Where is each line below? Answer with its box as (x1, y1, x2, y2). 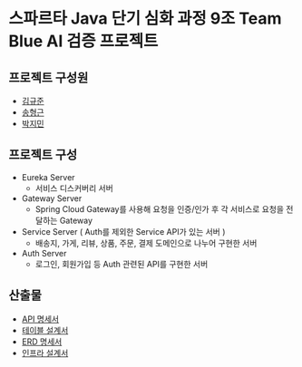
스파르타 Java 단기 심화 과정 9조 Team (8, 8, 282, 29)
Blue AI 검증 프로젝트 (8, 31, 159, 52)
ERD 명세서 (21, 336, 63, 347)
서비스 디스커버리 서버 (34, 182, 114, 193)
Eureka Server (21, 171, 75, 182)
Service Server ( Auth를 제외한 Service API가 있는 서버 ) (21, 226, 226, 237)
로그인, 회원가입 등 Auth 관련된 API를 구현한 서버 (34, 258, 209, 269)
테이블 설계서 (21, 324, 69, 335)
